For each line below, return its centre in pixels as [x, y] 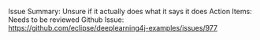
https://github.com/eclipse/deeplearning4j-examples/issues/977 [113, 28]
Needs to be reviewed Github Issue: [66, 20]
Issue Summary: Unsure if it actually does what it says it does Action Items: [130, 11]
